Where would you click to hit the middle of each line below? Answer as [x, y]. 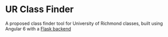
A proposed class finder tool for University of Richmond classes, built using [84, 23]
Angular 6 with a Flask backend [38, 28]
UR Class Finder [40, 9]
